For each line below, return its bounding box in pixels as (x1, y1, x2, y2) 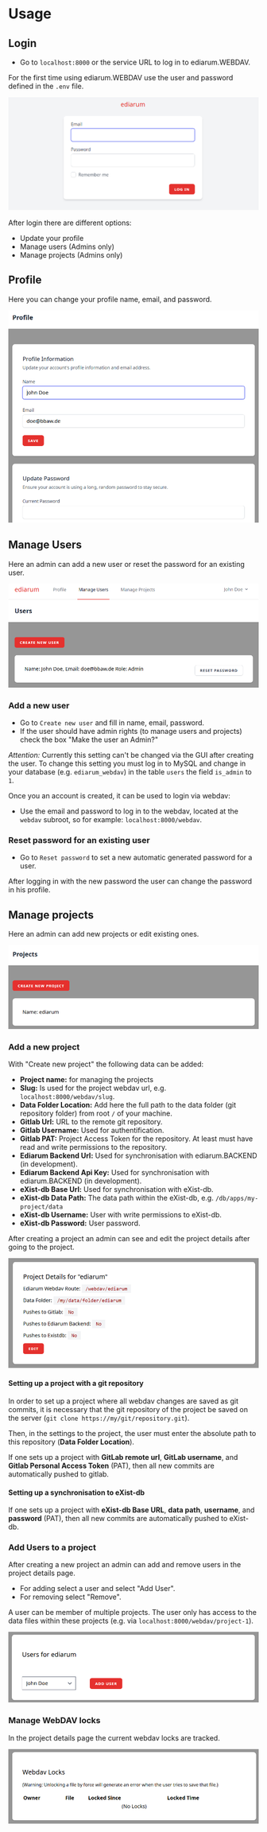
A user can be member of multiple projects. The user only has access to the (8, 1608, 257, 1617)
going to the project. (8, 1242, 75, 1252)
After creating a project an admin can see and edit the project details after (8, 1234, 250, 1244)
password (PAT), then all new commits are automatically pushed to (8, 1514, 228, 1523)
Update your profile (19, 233, 84, 243)
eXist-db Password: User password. (19, 1218, 141, 1228)
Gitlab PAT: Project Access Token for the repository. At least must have (19, 1134, 253, 1143)
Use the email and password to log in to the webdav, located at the (19, 806, 238, 816)
